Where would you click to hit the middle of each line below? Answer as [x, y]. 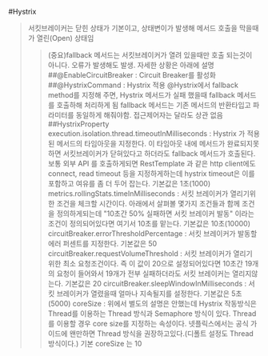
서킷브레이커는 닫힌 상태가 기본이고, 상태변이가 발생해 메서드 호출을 [132, 28]
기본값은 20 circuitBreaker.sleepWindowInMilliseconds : [156, 284]
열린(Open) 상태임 [65, 38]
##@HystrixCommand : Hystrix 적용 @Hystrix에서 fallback [143, 85]
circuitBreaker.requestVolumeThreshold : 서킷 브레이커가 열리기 [150, 254]
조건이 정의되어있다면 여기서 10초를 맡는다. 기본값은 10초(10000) [149, 224]
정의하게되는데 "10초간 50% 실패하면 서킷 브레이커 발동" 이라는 [155, 214]
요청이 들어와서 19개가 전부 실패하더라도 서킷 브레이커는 [143, 274]
